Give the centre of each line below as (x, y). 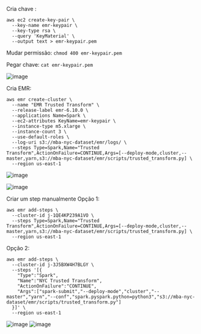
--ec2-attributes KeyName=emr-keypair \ (64, 121)
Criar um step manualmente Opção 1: (53, 199)
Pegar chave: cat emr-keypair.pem (50, 65)
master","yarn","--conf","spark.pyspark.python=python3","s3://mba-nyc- (101, 297)
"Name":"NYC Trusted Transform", (60, 281)
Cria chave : (21, 9)
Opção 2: (18, 248)
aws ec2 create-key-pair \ (41, 20)
